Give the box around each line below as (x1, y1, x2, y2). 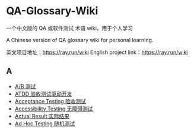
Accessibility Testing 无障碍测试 (14, 105, 93, 112)
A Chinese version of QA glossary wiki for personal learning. (6, 36, 154, 43)
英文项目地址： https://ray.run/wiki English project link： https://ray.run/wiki (6, 49, 188, 56)
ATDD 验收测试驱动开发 (14, 90, 72, 97)
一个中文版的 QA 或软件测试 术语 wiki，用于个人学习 (6, 24, 133, 31)
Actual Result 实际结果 (14, 112, 70, 119)
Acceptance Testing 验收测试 (14, 97, 87, 104)
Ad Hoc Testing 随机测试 (14, 120, 75, 127)
